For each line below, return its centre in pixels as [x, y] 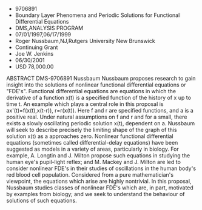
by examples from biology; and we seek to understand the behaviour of [96, 194]
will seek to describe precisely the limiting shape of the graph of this [92, 130]
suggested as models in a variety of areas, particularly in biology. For [93, 149]
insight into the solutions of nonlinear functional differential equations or [96, 85]
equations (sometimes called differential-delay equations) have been [92, 143]
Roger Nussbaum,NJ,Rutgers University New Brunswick [85, 41]
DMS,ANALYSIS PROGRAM [49, 28]
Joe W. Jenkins [34, 54]
